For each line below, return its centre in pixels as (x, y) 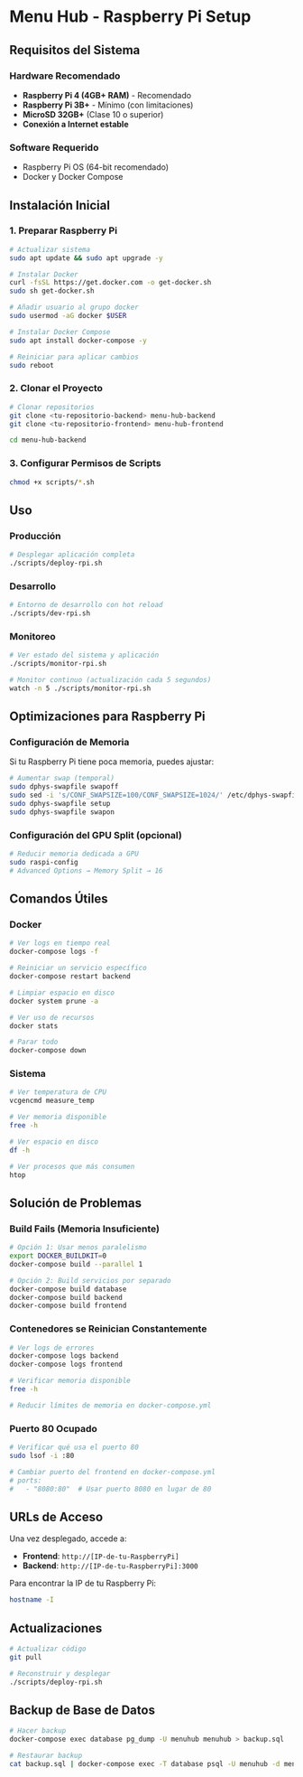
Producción (35, 536)
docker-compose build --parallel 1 (76, 1264)
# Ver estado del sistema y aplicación (84, 655)
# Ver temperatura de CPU (58, 1092)
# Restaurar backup (46, 1756)
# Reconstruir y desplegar (60, 1673)
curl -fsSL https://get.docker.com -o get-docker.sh (110, 283)
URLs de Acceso (56, 1516)
